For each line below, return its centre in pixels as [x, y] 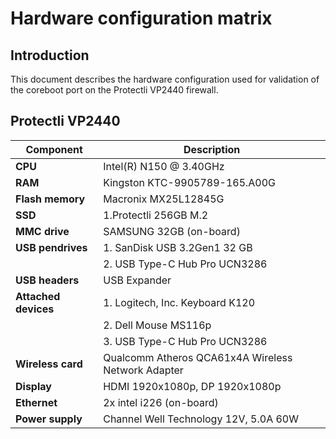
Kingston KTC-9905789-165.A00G [190, 182]
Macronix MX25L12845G [164, 199]
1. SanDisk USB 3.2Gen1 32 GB [178, 247]
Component [54, 149]
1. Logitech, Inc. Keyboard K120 [179, 302]
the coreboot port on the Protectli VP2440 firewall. [114, 90]
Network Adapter [143, 370]
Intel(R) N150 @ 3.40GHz [164, 166]
